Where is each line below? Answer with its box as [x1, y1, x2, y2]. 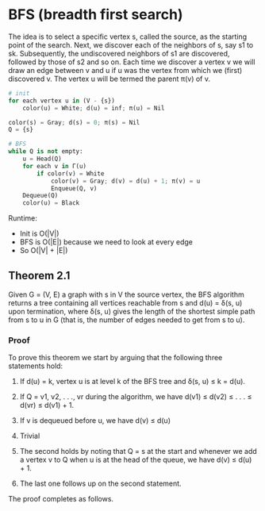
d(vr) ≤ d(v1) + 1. [19, 401, 75, 410]
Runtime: [8, 213, 37, 223]
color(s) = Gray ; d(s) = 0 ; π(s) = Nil [8, 118, 140, 126]
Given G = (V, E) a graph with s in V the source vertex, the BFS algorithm [8, 290, 244, 299]
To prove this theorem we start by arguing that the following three [8, 353, 223, 363]
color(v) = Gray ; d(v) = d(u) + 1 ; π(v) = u [50, 177, 201, 185]
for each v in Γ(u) [22, 162, 87, 170]
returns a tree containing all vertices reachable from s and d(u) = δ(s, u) [8, 298, 243, 307]
